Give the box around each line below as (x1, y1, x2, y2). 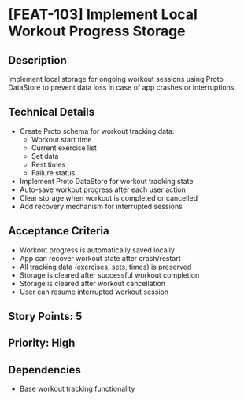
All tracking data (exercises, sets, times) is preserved (19, 262, 192, 271)
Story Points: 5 (8, 310, 83, 323)
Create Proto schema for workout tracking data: (19, 126, 175, 135)
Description (8, 53, 67, 67)
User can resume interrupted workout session (19, 287, 169, 296)
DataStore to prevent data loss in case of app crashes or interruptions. (8, 83, 237, 92)
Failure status (31, 167, 76, 178)
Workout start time (31, 134, 92, 144)
